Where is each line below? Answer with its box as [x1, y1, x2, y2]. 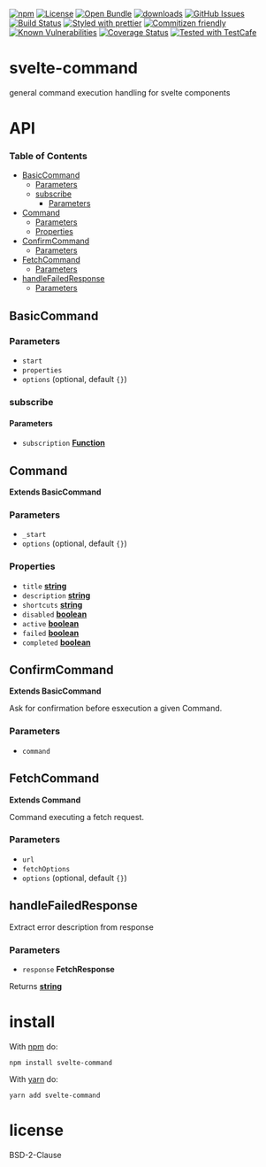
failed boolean [21, 627, 80, 638]
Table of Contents [9, 150, 88, 163]
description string [21, 589, 91, 601]
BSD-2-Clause [9, 1149, 62, 1160]
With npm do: [9, 1040, 59, 1052]
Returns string [9, 980, 63, 991]
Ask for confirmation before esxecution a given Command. [9, 703, 223, 714]
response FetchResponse [21, 964, 115, 974]
